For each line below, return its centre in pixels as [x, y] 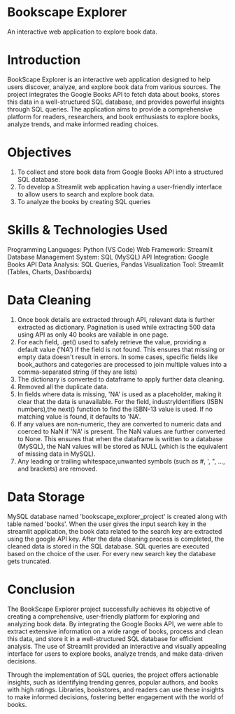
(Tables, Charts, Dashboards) [50, 271]
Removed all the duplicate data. [63, 386]
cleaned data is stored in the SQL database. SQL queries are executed [108, 546]
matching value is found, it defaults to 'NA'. [79, 416]
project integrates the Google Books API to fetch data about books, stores [114, 94]
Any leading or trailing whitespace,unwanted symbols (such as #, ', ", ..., [121, 461]
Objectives [40, 153]
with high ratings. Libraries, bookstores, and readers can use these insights [116, 689]
